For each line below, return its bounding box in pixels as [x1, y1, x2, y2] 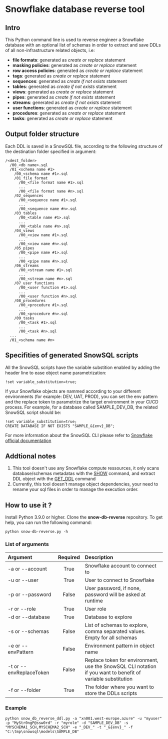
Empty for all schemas [84, 634, 137, 641]
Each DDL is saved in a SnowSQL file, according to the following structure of [5, 143, 163, 149]
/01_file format [14, 175, 48, 180]
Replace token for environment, [84, 656, 158, 663]
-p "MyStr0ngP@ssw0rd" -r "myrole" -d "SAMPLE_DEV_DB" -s [5, 720, 128, 725]
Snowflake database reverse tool [5, 3, 145, 15]
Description [84, 553, 113, 560]
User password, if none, [84, 584, 141, 591]
